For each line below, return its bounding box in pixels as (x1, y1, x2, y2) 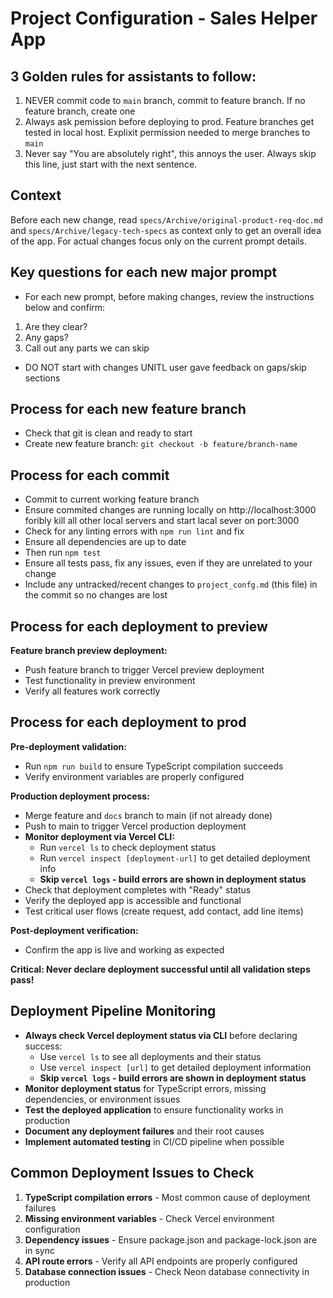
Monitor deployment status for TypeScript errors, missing (24, 1082, 267, 1094)
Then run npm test (24, 547, 102, 559)
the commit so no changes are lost (24, 589, 168, 601)
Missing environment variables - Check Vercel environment (24, 1212, 275, 1224)
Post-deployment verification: (10, 924, 139, 936)
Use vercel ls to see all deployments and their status (39, 1050, 262, 1062)
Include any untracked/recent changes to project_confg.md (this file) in (24, 578, 318, 591)
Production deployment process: (10, 790, 150, 802)
